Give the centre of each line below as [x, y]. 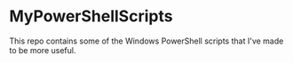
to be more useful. [43, 50]
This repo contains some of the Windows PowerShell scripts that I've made [146, 41]
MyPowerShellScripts [91, 16]
